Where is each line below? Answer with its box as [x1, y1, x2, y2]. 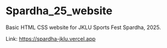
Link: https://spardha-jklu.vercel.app [5, 35, 96, 42]
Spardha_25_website [5, 4, 112, 18]
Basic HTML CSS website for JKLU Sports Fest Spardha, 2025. [5, 24, 162, 31]
